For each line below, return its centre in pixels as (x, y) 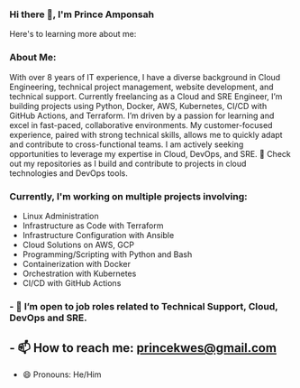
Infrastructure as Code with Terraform (93, 226)
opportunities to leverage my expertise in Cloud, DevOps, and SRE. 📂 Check (150, 153)
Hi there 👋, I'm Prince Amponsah (82, 14)
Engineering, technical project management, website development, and (141, 87)
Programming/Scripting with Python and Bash (107, 254)
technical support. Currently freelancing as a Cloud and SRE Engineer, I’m (146, 96)
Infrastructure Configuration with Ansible (98, 235)
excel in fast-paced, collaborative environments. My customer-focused (141, 125)
